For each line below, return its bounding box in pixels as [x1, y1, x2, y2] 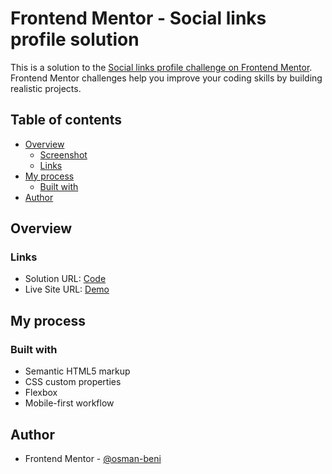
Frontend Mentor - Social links [10, 7, 267, 30]
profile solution [10, 28, 140, 51]
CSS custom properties [24, 376, 122, 388]
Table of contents [10, 112, 122, 129]
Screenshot [39, 148, 88, 161]
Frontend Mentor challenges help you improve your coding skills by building [10, 72, 323, 84]
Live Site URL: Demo [24, 283, 110, 296]
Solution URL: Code [24, 273, 107, 285]
